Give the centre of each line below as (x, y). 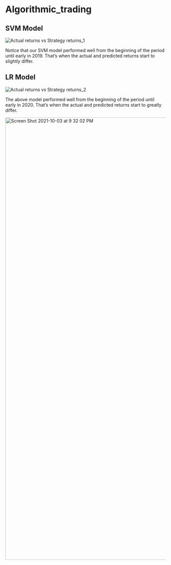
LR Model (20, 77)
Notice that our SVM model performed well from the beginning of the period (85, 50)
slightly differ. (20, 61)
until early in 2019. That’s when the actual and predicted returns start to (80, 56)
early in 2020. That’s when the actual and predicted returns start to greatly (83, 105)
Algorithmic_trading (49, 9)
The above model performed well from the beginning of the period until (80, 99)
